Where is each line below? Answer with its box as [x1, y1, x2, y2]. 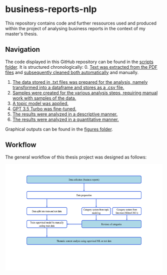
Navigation [5, 45, 40, 54]
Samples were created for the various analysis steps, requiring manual [12, 89, 158, 96]
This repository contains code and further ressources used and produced [5, 20, 156, 26]
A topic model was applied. [12, 100, 69, 106]
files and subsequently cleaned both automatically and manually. [5, 69, 139, 75]
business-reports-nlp [5, 4, 97, 15]
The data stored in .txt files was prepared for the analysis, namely [12, 79, 148, 85]
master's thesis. [5, 31, 38, 37]
